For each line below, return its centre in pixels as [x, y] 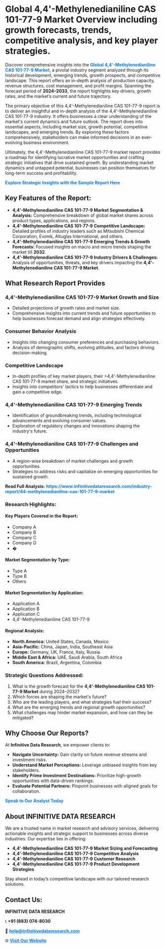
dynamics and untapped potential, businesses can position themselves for [81, 168]
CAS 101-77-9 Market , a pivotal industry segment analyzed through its [77, 70]
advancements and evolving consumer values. [59, 421]
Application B [26, 609]
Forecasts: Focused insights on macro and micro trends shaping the [82, 247]
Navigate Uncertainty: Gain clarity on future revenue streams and [79, 754]
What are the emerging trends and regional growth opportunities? [79, 707]
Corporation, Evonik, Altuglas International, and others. [68, 236]
